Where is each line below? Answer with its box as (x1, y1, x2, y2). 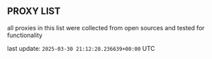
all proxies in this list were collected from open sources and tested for (7, 23, 205, 32)
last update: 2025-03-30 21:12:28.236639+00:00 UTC (7, 44, 156, 52)
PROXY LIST (7, 5, 61, 17)
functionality (7, 31, 43, 39)
